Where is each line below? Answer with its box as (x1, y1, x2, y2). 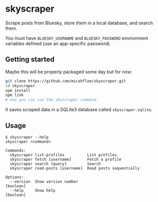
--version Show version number (10, 179, 79, 184)
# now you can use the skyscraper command (5, 97, 97, 103)
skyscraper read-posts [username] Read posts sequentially (10, 165, 140, 171)
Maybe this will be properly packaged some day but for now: (5, 69, 133, 75)
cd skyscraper (5, 83, 36, 88)
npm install (5, 88, 30, 93)
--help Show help (10, 188, 56, 193)
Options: (5, 175, 24, 180)
